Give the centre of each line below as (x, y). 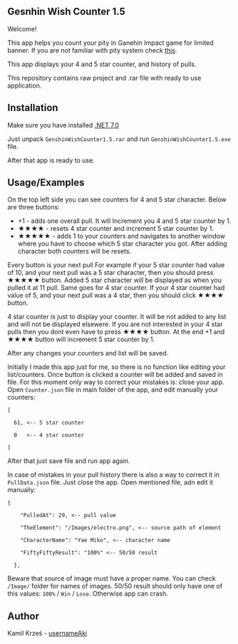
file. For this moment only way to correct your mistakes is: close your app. (116, 382)
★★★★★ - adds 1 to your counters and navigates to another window (121, 236)
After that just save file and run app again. (69, 461)
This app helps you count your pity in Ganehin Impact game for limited (110, 43)
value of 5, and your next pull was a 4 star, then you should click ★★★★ (116, 296)
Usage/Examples (46, 183)
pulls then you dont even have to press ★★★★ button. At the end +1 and (116, 332)
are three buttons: (34, 207)
